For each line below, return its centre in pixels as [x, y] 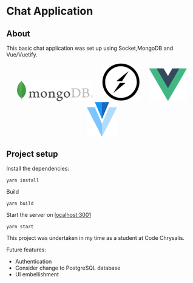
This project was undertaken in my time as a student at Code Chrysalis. [96, 238]
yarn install [23, 180]
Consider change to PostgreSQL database [68, 268]
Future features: [26, 250]
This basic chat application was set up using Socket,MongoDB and [90, 48]
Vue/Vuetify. [22, 55]
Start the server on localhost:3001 [49, 215]
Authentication [33, 262]
